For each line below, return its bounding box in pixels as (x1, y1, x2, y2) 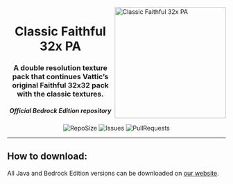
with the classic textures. (17, 90, 104, 99)
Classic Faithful (15, 24, 106, 40)
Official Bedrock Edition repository (9, 106, 112, 115)
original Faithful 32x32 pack (12, 81, 109, 90)
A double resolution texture (13, 63, 107, 73)
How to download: (7, 151, 88, 162)
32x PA (39, 38, 82, 54)
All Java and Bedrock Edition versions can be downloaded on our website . (7, 169, 220, 177)
